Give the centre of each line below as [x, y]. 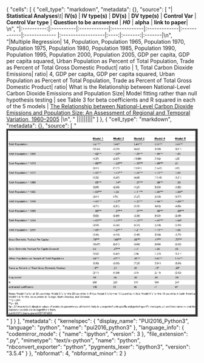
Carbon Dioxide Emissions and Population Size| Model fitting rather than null [102, 93]
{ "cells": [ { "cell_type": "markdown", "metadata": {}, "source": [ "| [90, 9]
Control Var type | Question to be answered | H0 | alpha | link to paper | [97, 22]
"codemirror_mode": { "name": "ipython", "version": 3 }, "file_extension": [97, 334]
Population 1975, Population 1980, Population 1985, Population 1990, [91, 48]
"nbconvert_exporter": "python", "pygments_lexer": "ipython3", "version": [98, 347]
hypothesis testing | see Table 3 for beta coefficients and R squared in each [101, 100]
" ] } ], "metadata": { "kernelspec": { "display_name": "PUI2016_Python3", [98, 321]
